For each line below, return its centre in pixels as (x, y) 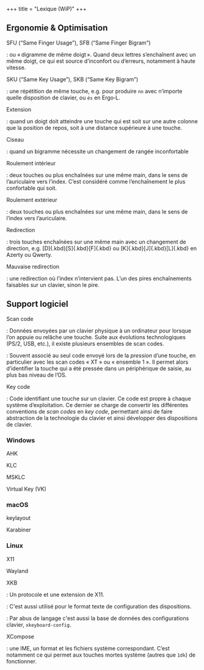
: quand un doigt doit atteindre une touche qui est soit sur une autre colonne (102, 121)
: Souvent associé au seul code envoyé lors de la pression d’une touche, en (101, 355)
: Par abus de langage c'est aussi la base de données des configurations (98, 618)
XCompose (20, 636)
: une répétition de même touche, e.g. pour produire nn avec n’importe (94, 91)
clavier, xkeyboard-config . (39, 624)
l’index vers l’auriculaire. (37, 218)
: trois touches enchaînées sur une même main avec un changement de (96, 242)
